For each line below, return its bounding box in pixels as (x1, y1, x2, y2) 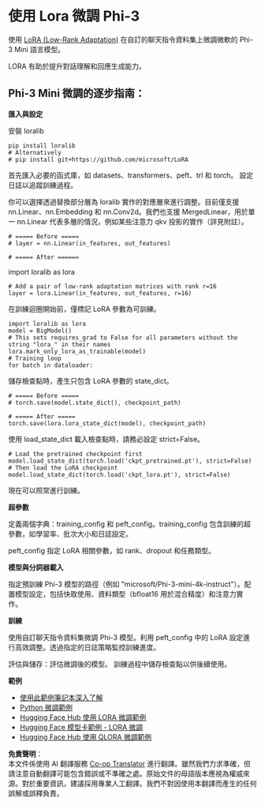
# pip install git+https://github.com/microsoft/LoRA (8, 155, 189, 163)
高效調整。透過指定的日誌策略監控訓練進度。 (14, 642, 160, 652)
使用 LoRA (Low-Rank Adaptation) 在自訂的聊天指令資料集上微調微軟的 (8, 35, 238, 44)
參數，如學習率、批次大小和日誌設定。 (8, 529, 132, 538)
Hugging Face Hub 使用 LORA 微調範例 (19, 712, 147, 722)
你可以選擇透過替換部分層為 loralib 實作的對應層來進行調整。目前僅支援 (8, 197, 240, 206)
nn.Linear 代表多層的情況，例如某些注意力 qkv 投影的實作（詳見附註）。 (17, 216, 248, 226)
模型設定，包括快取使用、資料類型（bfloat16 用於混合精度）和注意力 (14, 589, 237, 598)
